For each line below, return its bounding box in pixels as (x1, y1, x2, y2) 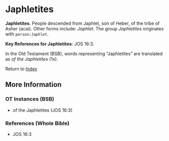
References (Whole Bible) (5, 120, 70, 127)
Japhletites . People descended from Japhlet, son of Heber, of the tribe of (5, 20, 160, 26)
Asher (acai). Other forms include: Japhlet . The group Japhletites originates (5, 25, 164, 31)
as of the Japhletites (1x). (5, 56, 58, 62)
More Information (5, 80, 62, 89)
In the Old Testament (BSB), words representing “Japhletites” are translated (5, 51, 163, 57)
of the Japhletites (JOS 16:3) (12, 107, 73, 113)
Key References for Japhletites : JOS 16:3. (5, 40, 94, 46)
